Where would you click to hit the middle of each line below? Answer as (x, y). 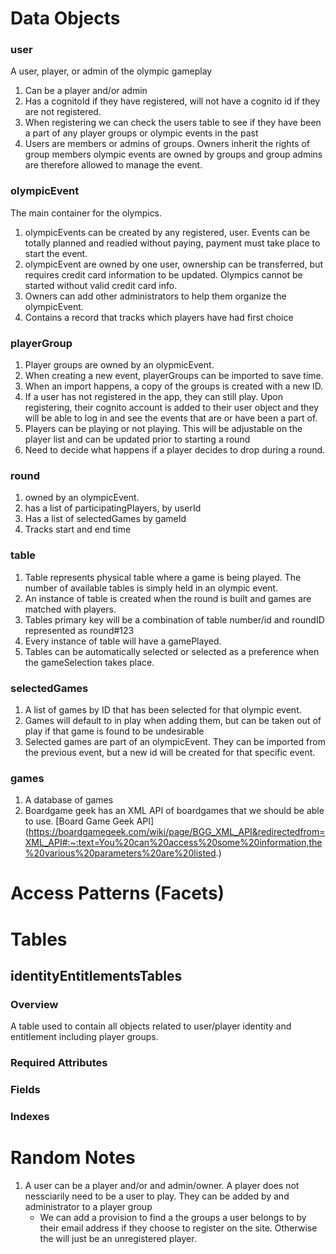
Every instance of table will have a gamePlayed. (123, 641)
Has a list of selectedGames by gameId (105, 519)
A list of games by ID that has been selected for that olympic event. (163, 709)
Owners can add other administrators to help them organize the (155, 296)
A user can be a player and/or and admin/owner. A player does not (162, 1186)
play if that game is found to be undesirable (114, 731)
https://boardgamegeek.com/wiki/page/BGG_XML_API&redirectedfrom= (177, 832)
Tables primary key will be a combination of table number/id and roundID (174, 619)
